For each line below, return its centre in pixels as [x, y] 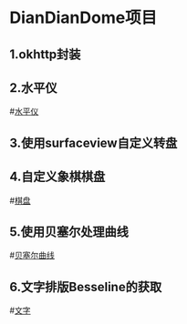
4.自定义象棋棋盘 [57, 177]
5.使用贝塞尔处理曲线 [69, 232]
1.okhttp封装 [45, 54]
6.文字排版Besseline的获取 [86, 287]
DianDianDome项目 [83, 18]
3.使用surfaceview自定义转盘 [93, 142]
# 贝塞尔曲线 [32, 256]
